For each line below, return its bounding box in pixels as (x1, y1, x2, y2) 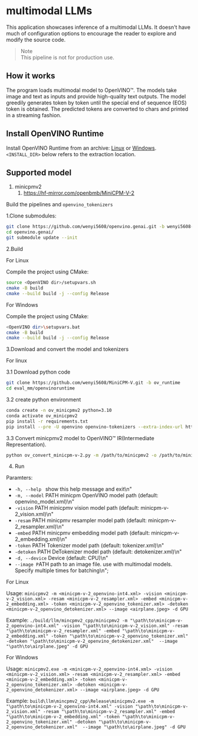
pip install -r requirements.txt (6, 418, 88, 424)
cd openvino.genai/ (6, 229, 54, 235)
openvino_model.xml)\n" (14, 498, 75, 505)
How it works (6, 71, 55, 81)
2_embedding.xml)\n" (14, 536, 68, 543)
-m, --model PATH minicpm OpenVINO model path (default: (14, 492, 159, 499)
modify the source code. (6, 36, 66, 43)
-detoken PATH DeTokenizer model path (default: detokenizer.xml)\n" (14, 548, 182, 555)
